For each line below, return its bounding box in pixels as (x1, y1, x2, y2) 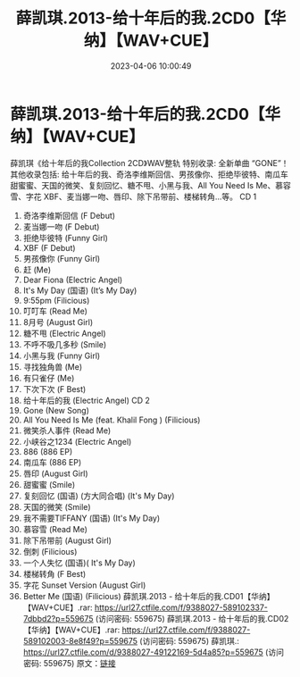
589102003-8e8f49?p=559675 (22, 635, 137, 646)
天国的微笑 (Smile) (22, 501, 92, 512)
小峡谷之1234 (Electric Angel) (22, 436, 132, 447)
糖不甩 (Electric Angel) (22, 328, 106, 338)
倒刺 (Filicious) (22, 546, 78, 556)
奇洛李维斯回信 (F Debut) (22, 210, 115, 221)
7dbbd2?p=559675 (22, 613, 94, 623)
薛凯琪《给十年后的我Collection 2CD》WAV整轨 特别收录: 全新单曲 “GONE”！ (10, 157, 289, 168)
